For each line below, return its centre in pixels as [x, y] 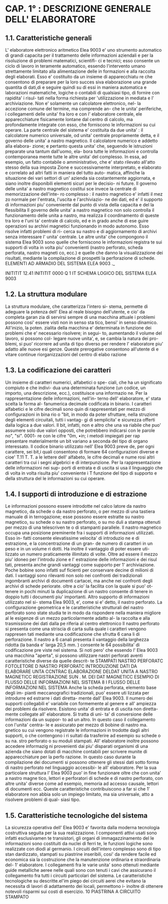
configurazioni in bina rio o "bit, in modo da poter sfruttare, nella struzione [82, 414]
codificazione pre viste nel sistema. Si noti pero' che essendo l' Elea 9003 [81, 650]
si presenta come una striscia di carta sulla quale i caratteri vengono [76, 629]
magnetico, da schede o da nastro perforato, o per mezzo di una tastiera [80, 512]
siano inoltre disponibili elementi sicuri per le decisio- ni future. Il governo [81, 183]
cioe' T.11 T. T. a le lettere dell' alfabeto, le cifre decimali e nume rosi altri [80, 457]
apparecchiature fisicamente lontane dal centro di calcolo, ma [69, 119]
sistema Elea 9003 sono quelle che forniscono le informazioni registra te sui [83, 242]
